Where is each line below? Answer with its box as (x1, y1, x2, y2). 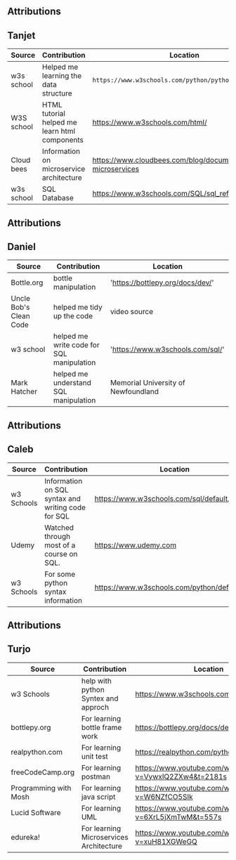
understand (53, 378, 91, 388)
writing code (44, 502, 86, 512)
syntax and (44, 493, 81, 503)
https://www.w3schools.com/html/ (92, 117, 207, 127)
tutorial (41, 109, 65, 119)
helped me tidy (53, 302, 103, 312)
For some (44, 569, 76, 579)
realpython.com (11, 747, 63, 757)
